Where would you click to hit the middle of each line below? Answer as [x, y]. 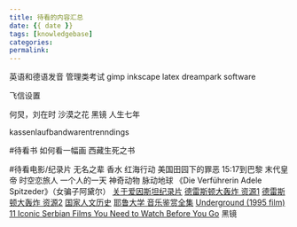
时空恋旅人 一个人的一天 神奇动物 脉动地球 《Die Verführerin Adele [141, 180]
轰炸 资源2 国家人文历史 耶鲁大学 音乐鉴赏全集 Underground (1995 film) [155, 203]
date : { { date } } [41, 26]
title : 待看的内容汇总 [47, 17]
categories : [31, 42]
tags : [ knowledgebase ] [51, 34]
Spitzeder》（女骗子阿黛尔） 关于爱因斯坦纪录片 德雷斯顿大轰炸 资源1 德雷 [143, 192]
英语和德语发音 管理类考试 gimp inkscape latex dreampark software [133, 77]
